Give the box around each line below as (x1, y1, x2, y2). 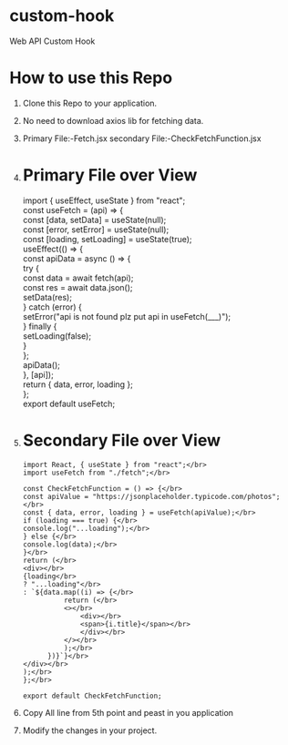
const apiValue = (22, 492, 89, 501)
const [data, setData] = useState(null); (22, 214, 167, 225)
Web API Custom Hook (9, 36, 96, 46)
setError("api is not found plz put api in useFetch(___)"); (22, 311, 231, 321)
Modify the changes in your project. (22, 725, 158, 736)
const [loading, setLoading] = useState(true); (22, 233, 193, 244)
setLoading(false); (22, 330, 92, 342)
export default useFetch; (22, 398, 116, 409)
